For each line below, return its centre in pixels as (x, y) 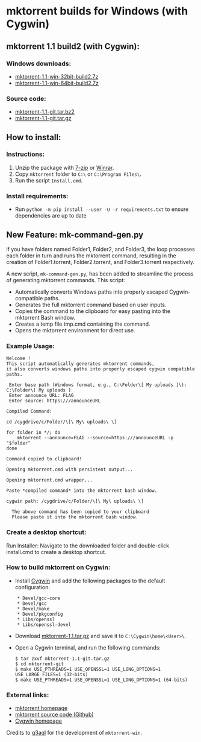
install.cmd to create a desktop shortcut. (56, 552)
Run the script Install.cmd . (49, 180)
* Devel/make (33, 608)
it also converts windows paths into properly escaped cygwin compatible (101, 369)
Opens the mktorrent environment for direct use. (75, 330)
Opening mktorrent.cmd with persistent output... (70, 469)
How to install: (34, 137)
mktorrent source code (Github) (54, 715)
